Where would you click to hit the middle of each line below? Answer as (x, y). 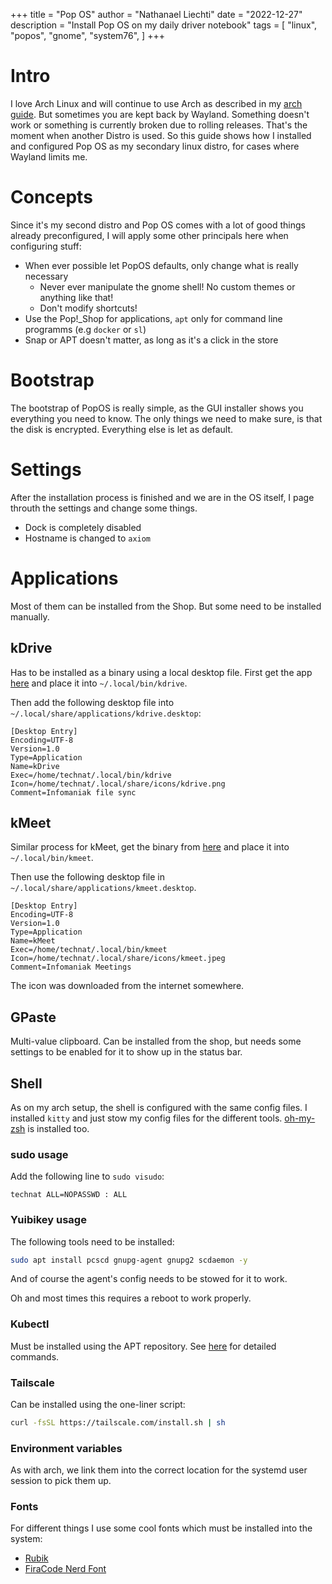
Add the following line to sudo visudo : (87, 1176)
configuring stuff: (46, 246)
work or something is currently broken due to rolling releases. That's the (159, 125)
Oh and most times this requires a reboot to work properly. (131, 1298)
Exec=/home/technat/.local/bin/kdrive (91, 775)
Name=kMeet (33, 941)
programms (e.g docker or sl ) (85, 329)
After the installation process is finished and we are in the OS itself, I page (162, 497)
